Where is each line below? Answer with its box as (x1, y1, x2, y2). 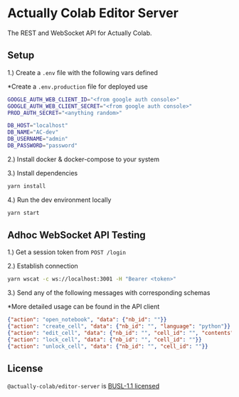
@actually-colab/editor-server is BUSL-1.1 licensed (7, 381, 160, 390)
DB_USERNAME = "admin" (7, 136, 69, 143)
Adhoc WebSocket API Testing (7, 229, 146, 241)
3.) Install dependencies (7, 169, 78, 177)
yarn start (7, 209, 40, 216)
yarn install (7, 182, 46, 190)
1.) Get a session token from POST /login (7, 248, 127, 256)
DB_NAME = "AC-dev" (7, 129, 59, 136)
